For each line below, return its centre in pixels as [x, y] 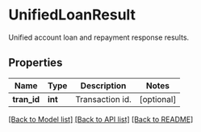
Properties [36, 63]
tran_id [26, 99]
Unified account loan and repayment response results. [99, 37]
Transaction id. [103, 99]
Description [103, 85]
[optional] [158, 99]
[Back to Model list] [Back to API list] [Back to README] [101, 119]
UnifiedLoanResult [72, 15]
